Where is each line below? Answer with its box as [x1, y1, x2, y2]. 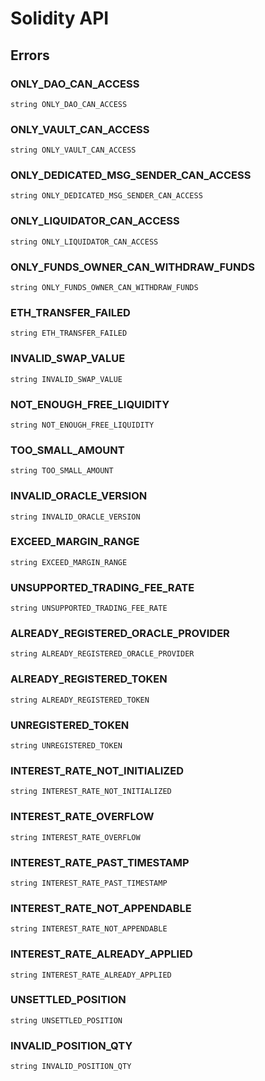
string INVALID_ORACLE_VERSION [10, 512, 141, 522]
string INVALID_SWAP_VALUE [10, 374, 123, 384]
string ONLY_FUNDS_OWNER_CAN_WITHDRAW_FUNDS [10, 283, 199, 293]
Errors [10, 47, 50, 64]
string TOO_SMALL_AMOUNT [10, 466, 114, 476]
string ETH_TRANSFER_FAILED [10, 328, 128, 339]
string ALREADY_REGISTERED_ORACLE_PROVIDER [10, 649, 195, 659]
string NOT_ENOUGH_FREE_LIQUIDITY [10, 420, 155, 430]
